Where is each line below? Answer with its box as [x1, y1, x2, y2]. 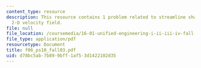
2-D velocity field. [11, 20, 63, 25]
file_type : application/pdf [6, 36, 77, 42]
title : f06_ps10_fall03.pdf [6, 47, 77, 53]
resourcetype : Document [6, 42, 66, 48]
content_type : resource [6, 8, 66, 15]
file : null [6, 25, 33, 31]
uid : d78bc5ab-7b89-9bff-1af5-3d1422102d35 [6, 53, 117, 59]
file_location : [6, 31, 44, 37]
